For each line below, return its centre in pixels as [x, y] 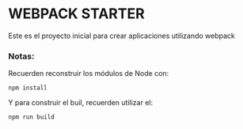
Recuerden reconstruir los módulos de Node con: [89, 74]
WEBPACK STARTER [76, 14]
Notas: [21, 56]
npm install [28, 88]
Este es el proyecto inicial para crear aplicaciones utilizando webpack [122, 36]
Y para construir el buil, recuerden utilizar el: [80, 103]
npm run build [32, 117]
